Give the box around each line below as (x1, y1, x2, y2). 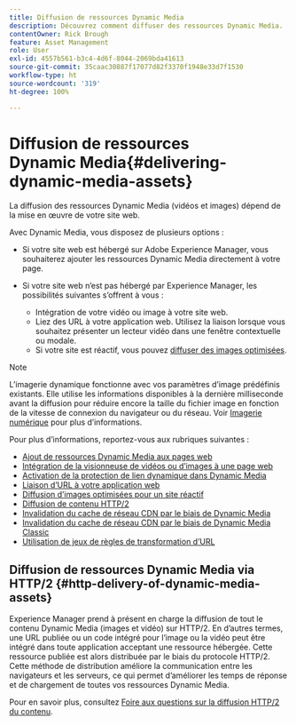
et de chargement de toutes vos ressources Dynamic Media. (9, 680, 230, 690)
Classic (21, 527, 50, 538)
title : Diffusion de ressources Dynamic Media (9, 12, 184, 22)
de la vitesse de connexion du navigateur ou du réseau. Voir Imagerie (9, 408, 263, 418)
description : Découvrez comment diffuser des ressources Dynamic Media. (9, 21, 284, 30)
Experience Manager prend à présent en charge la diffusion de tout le (9, 614, 263, 625)
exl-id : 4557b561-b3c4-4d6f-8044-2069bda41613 (9, 54, 184, 63)
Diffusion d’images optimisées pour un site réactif (21, 490, 204, 500)
